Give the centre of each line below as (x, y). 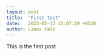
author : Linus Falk (31, 29)
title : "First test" (34, 18)
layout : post (23, 12)
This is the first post (31, 46)
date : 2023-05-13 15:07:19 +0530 (51, 23)
